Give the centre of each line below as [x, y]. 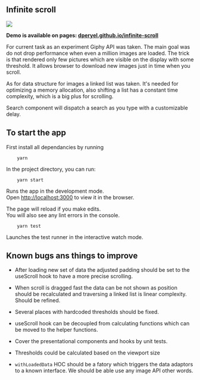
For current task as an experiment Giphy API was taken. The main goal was [98, 46]
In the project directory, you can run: [51, 169]
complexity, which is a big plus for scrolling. [60, 96]
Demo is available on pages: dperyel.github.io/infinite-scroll [82, 35]
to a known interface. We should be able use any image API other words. [104, 370]
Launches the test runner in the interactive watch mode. [75, 237]
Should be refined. [37, 300]
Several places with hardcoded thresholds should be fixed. [87, 312]
